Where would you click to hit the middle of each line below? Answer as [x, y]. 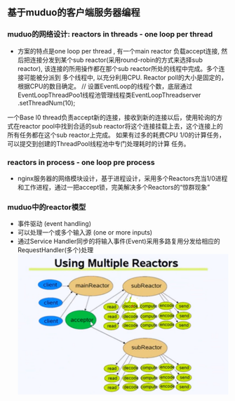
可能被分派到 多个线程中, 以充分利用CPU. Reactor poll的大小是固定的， [126, 77]
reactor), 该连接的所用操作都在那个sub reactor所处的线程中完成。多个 [118, 68]
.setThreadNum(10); [46, 103]
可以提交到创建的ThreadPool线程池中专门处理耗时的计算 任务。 [99, 143]
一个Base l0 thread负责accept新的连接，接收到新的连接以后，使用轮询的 [112, 117]
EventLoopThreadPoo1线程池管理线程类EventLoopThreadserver [109, 95]
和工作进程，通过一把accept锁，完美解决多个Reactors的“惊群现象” [114, 187]
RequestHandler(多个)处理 [55, 250]
